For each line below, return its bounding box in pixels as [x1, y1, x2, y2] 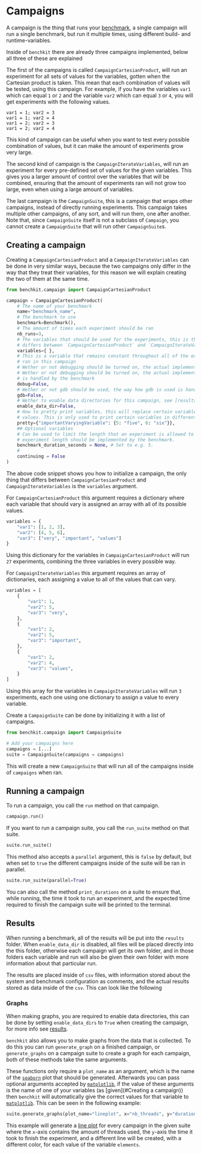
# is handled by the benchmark [17, 375, 95, 381]
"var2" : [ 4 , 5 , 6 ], [17, 529, 66, 535]
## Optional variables [17, 425, 74, 432]
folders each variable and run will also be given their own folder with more [6, 953, 189, 961]
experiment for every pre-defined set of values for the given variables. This [6, 166, 192, 174]
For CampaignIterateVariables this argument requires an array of [6, 570, 166, 577]
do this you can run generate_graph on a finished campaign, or [6, 1043, 160, 1050]
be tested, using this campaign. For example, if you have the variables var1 [6, 85, 191, 92]
